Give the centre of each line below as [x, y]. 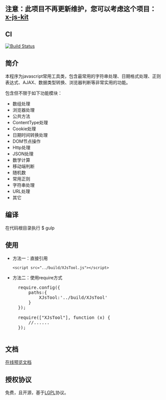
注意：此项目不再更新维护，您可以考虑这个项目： [81, 9]
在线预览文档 [18, 362]
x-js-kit [17, 17]
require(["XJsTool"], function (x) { [64, 317]
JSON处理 [23, 154]
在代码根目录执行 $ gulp [30, 228]
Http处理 [21, 148]
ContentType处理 [30, 123]
